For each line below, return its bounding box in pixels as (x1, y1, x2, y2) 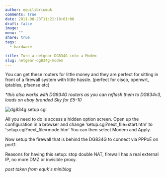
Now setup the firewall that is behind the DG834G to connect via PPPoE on (5, 136, 159, 142)
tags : (5, 40, 16, 45)
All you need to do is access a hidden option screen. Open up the (5, 116, 139, 122)
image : (5, 26, 19, 31)
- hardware (9, 44, 32, 49)
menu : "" (5, 30, 23, 35)
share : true (5, 35, 30, 40)
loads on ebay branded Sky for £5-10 (5, 97, 82, 103)
